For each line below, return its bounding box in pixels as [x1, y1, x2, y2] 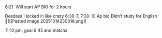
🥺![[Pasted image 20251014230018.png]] [5, 19, 87, 24]
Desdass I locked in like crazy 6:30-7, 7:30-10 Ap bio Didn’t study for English [5, 13, 157, 19]
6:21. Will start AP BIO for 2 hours [5, 4, 72, 9]
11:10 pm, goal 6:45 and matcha [5, 28, 68, 33]
